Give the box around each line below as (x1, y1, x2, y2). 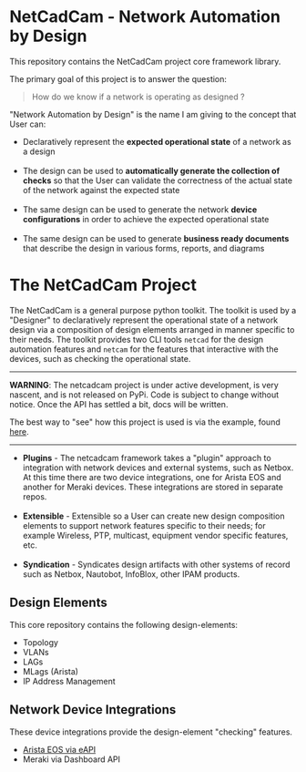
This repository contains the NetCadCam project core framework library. (9, 56, 281, 67)
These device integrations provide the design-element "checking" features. (9, 726, 293, 737)
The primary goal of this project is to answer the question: (9, 73, 228, 84)
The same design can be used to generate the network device (22, 203, 258, 215)
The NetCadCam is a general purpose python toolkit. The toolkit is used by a (9, 304, 297, 315)
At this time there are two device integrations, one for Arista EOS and (22, 471, 282, 482)
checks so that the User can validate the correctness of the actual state (22, 175, 293, 186)
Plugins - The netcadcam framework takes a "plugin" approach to (22, 452, 271, 463)
